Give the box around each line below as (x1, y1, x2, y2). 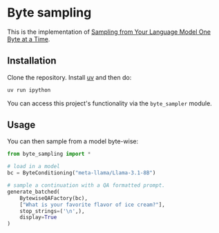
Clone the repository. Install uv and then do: (7, 73, 132, 81)
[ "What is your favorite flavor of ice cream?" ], (19, 201, 166, 208)
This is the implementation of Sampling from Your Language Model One (7, 28, 211, 36)
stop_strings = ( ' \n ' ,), (19, 207, 85, 214)
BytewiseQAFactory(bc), (19, 194, 88, 201)
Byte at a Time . (7, 34, 50, 43)
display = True (19, 214, 57, 221)
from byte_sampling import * (7, 150, 91, 158)
